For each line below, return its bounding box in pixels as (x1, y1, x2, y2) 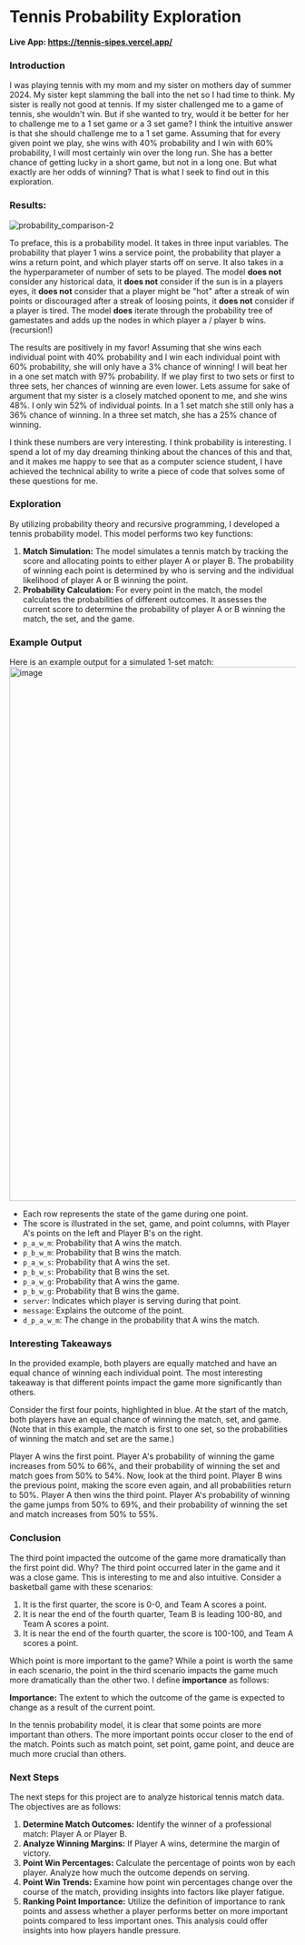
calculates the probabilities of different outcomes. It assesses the (22, 593, 268, 605)
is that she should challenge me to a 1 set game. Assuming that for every (9, 128, 281, 139)
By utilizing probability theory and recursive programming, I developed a (9, 518, 280, 529)
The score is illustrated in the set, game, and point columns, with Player (22, 1218, 290, 1229)
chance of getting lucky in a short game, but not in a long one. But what (9, 157, 278, 168)
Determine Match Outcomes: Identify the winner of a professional (22, 1819, 272, 1830)
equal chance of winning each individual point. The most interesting (9, 1367, 263, 1378)
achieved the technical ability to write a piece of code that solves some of (9, 465, 286, 476)
